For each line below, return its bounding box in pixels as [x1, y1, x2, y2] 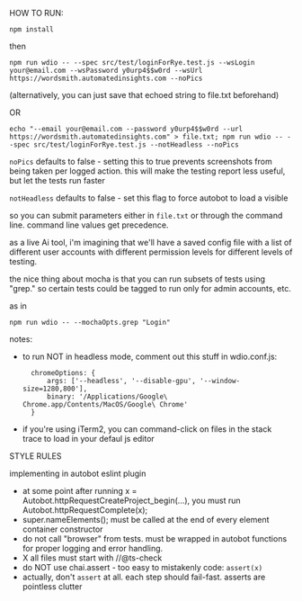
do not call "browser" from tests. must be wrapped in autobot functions [22, 534, 288, 543]
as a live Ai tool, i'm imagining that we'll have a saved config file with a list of [9, 238, 292, 247]
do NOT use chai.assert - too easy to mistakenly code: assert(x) [22, 562, 263, 572]
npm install [9, 25, 54, 34]
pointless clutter [22, 581, 83, 592]
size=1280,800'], [22, 384, 88, 393]
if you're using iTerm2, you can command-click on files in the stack [22, 424, 272, 435]
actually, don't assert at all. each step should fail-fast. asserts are [22, 571, 266, 582]
